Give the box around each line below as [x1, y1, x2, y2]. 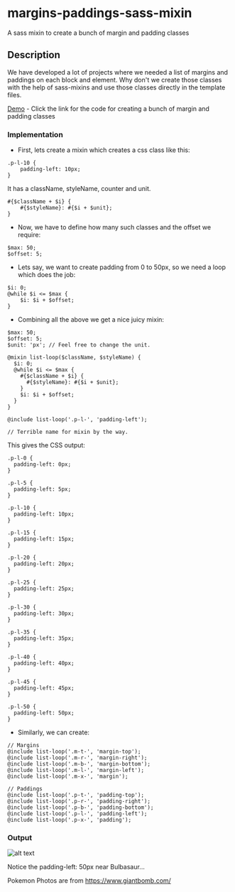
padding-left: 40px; [13, 660, 75, 667]
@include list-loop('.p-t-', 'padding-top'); [7, 792, 144, 799]
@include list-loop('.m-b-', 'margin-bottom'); [7, 761, 151, 768]
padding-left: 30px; [13, 610, 75, 617]
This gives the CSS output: [7, 441, 85, 450]
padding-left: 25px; [13, 585, 75, 592]
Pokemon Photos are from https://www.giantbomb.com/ [7, 876, 172, 885]
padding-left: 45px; [13, 685, 75, 692]
